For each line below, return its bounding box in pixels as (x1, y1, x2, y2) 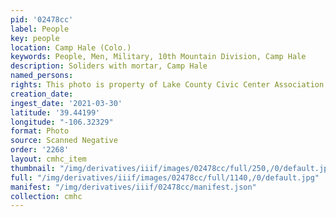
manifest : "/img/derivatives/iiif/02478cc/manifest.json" (10, 182, 257, 192)
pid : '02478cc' (10, 14, 74, 25)
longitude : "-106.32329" (10, 117, 114, 127)
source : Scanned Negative (10, 136, 118, 146)
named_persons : (10, 71, 74, 81)
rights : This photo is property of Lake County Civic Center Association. (10, 80, 329, 90)
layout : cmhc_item (10, 154, 87, 164)
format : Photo (10, 126, 70, 136)
